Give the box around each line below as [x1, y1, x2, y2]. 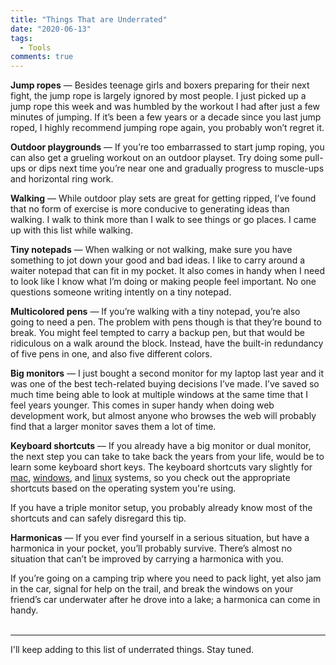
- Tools [19, 42, 52, 53]
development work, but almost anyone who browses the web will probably [10, 410, 317, 422]
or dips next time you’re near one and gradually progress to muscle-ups [28, 162, 325, 175]
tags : [10, 33, 33, 43]
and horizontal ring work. [10, 173, 114, 185]
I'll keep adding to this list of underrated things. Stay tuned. [10, 644, 255, 656]
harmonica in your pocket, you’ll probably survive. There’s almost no [10, 542, 293, 555]
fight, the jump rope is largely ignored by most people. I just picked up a [10, 90, 307, 102]
